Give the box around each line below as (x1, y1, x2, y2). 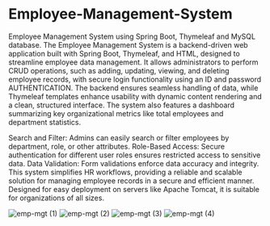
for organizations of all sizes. (8, 193, 105, 203)
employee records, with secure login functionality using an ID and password (8, 74, 262, 84)
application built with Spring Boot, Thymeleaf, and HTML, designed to (8, 48, 240, 58)
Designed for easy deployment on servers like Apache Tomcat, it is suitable (8, 184, 260, 194)
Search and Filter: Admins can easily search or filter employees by (8, 132, 230, 142)
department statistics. (8, 117, 82, 127)
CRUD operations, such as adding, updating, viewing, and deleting (8, 65, 230, 75)
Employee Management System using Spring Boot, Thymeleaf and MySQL (8, 31, 256, 41)
